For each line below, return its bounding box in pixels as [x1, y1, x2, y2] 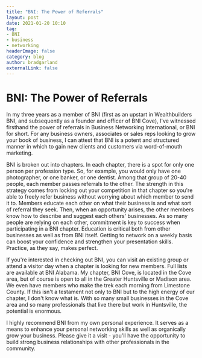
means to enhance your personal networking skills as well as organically [6, 325, 186, 333]
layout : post [6, 14, 39, 21]
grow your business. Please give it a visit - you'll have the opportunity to [6, 332, 186, 339]
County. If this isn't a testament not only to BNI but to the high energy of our [6, 288, 195, 296]
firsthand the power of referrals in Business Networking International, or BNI [6, 124, 195, 131]
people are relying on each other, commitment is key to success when [6, 219, 181, 226]
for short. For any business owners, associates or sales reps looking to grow [6, 130, 196, 138]
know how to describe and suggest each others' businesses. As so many [6, 213, 188, 220]
